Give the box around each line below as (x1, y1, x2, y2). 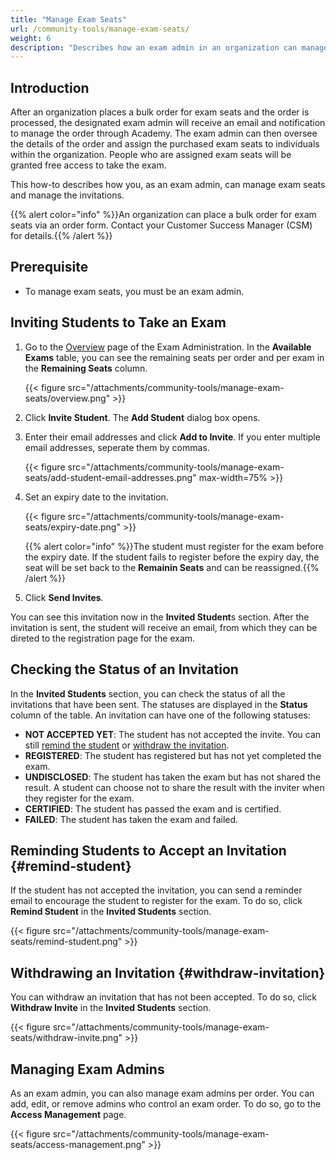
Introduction (10, 79, 90, 96)
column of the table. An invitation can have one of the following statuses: (10, 709, 311, 721)
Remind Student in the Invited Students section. (10, 906, 212, 918)
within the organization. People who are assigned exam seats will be (10, 149, 292, 161)
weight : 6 (10, 33, 52, 43)
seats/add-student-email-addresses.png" (24, 471, 197, 483)
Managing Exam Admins (10, 1061, 165, 1078)
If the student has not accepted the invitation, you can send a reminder (10, 884, 303, 896)
